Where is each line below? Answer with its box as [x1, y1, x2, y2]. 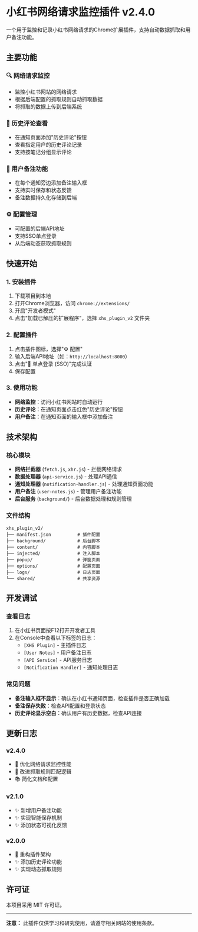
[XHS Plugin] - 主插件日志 [23, 642, 87, 649]
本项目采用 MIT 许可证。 [6, 901, 65, 908]
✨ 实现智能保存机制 [14, 814, 62, 821]
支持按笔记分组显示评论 [14, 148, 72, 156]
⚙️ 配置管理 [6, 211, 37, 219]
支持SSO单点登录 [14, 232, 57, 240]
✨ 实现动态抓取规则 [14, 866, 62, 873]
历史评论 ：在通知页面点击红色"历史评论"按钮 [14, 406, 123, 413]
